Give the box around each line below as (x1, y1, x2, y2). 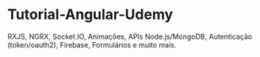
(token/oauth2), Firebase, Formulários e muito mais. (7, 40, 177, 49)
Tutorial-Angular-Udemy (7, 6, 174, 24)
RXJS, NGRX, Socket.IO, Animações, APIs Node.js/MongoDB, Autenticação (7, 32, 253, 41)
